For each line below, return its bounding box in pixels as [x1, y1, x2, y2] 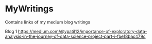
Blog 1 [5, 28, 17, 34]
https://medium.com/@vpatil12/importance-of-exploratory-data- [18, 28, 147, 34]
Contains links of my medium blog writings [5, 19, 91, 25]
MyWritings [5, 3, 54, 14]
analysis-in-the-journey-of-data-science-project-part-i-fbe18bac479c [5, 33, 146, 39]
